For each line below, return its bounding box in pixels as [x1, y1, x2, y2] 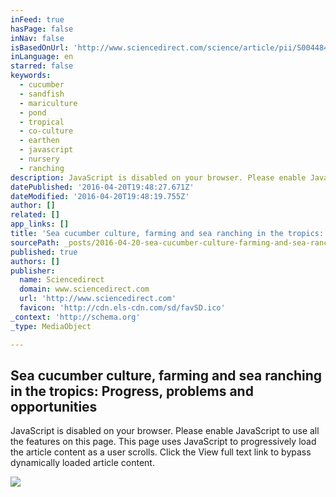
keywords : [10, 71, 52, 81]
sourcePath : [10, 237, 60, 248]
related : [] [10, 210, 60, 220]
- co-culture [19, 126, 74, 136]
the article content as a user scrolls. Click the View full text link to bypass [10, 446, 312, 458]
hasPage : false [10, 24, 74, 34]
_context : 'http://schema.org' [10, 312, 141, 322]
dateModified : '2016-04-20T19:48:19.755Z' [10, 191, 190, 201]
